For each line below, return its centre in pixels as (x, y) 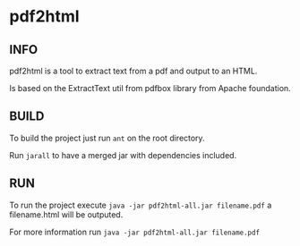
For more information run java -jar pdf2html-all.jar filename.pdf (135, 232)
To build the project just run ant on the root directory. (107, 138)
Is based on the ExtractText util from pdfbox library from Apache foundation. (150, 88)
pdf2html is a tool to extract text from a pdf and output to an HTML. (133, 71)
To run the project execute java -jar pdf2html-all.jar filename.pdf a (141, 205)
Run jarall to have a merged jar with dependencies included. (123, 155)
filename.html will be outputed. (66, 214)
